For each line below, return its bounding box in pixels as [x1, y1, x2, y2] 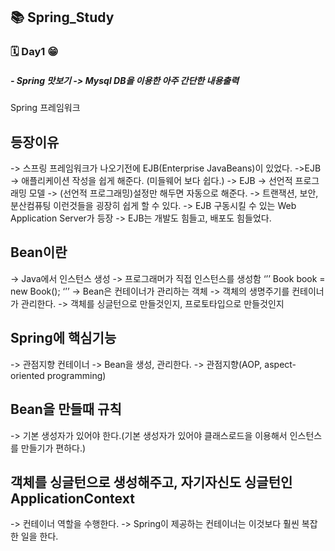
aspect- [264, 358, 297, 370]
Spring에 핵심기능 [10, 330, 117, 347]
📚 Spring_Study [10, 9, 115, 26]
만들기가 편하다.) [20, 442, 87, 454]
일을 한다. [20, 530, 59, 543]
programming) [46, 369, 107, 381]
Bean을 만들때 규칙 [10, 401, 122, 418]
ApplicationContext [10, 490, 135, 507]
